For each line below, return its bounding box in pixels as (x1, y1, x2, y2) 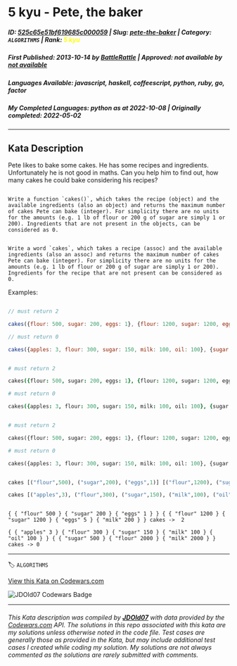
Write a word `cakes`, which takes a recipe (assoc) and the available (8, 245, 222, 252)
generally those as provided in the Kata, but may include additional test (8, 635, 215, 644)
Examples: (8, 288, 38, 296)
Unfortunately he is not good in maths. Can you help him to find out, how (8, 168, 219, 177)
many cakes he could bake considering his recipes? (8, 176, 158, 184)
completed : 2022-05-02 (8, 111, 82, 120)
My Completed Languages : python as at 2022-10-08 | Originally (8, 103, 201, 112)
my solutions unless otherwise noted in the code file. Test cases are (8, 628, 205, 636)
